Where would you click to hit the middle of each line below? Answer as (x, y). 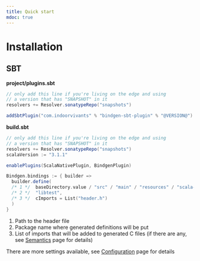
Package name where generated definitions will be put (82, 227)
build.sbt (18, 127)
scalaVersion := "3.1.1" (37, 155)
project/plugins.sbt (31, 83)
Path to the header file (42, 220)
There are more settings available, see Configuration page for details (90, 251)
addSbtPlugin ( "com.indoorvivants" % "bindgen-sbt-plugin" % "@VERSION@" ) (100, 116)
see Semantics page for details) (54, 240)
